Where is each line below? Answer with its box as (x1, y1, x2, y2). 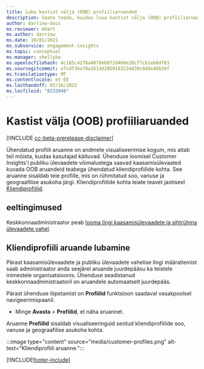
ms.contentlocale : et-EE (6, 77, 69, 83)
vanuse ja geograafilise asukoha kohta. (6, 326, 104, 334)
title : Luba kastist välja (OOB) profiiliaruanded (6, 9, 137, 15)
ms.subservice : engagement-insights (6, 43, 99, 49)
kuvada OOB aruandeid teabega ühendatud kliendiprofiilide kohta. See (6, 165, 183, 173)
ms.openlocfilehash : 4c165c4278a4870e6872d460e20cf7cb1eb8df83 (6, 60, 170, 66)
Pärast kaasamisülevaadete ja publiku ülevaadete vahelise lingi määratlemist (6, 259, 197, 266)
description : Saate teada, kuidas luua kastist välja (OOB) (6, 15, 162, 21)
